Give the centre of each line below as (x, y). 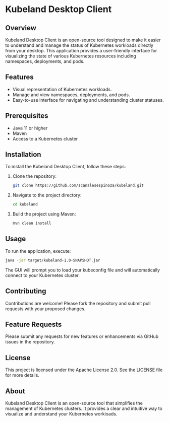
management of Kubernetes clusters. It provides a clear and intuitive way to (84, 408)
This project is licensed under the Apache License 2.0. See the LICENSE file (84, 370)
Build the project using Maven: (44, 214)
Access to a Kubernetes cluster (45, 138)
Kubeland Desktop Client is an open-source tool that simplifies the (74, 403)
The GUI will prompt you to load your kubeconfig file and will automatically (83, 270)
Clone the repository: (35, 176)
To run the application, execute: (38, 251)
